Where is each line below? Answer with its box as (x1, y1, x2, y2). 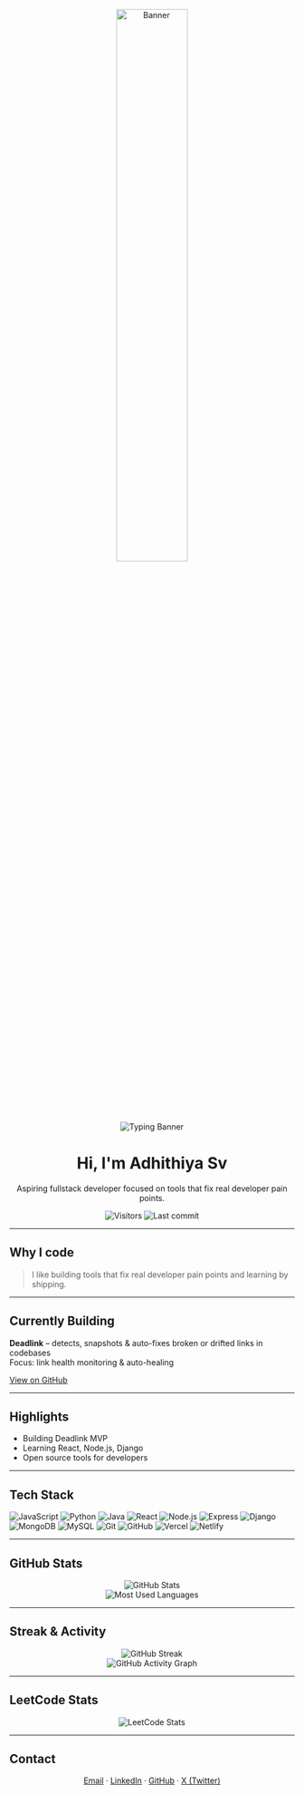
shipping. (31, 1278, 67, 1289)
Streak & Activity (9, 1624, 107, 1640)
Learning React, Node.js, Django (22, 1442, 144, 1454)
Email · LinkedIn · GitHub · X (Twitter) (83, 1775, 221, 1786)
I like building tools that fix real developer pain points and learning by (31, 1269, 289, 1280)
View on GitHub (9, 1374, 68, 1385)
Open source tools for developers (22, 1452, 148, 1463)
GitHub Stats (9, 1556, 83, 1571)
